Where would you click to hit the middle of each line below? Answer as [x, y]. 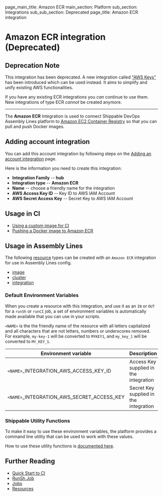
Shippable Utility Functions [38, 420]
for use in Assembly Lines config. [38, 263]
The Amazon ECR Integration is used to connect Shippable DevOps [72, 116]
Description [143, 353]
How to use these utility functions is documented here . [60, 446]
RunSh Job [23, 478]
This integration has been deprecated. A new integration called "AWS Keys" [81, 77]
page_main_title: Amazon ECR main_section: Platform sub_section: [71, 7]
